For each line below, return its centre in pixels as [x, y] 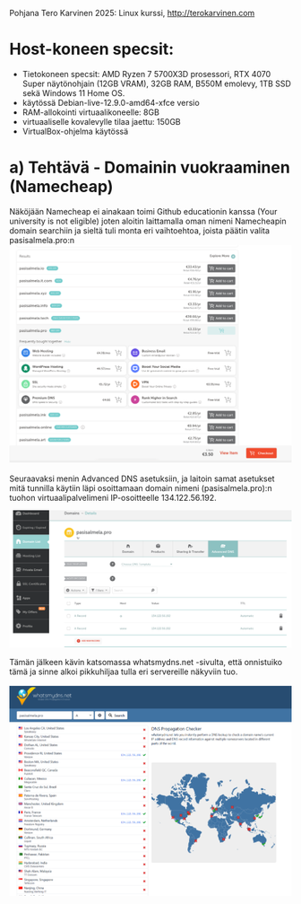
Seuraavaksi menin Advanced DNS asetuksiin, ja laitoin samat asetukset [142, 478]
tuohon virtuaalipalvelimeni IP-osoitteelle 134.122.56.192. [113, 498]
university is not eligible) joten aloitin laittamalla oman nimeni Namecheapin [148, 221]
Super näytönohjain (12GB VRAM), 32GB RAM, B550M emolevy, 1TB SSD [156, 83]
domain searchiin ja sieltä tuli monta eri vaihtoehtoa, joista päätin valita [140, 230]
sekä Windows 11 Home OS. [73, 92]
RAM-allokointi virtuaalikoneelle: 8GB [90, 112]
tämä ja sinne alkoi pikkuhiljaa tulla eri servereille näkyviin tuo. [124, 671]
